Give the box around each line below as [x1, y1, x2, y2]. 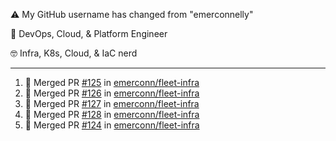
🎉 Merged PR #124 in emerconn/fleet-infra [24, 119, 200, 131]
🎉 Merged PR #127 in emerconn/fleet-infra [24, 98, 200, 109]
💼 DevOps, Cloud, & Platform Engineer [10, 28, 168, 39]
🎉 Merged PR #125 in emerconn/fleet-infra [24, 77, 200, 88]
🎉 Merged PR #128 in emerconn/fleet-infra [24, 109, 200, 120]
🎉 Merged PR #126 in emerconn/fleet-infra [24, 87, 200, 99]
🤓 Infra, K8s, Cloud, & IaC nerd [10, 47, 138, 59]
